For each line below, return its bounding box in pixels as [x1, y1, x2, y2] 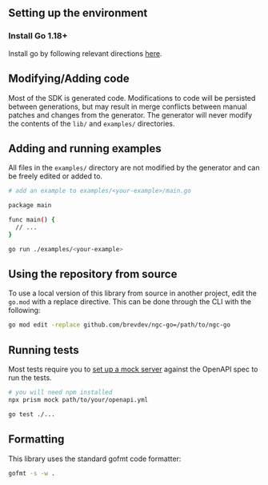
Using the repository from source [8, 267, 178, 281]
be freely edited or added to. [8, 171, 102, 181]
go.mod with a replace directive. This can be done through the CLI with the [8, 297, 252, 307]
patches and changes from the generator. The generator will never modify [8, 110, 253, 119]
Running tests [8, 343, 80, 357]
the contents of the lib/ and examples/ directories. [8, 118, 175, 128]
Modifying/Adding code [8, 72, 130, 86]
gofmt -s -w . [8, 469, 56, 477]
